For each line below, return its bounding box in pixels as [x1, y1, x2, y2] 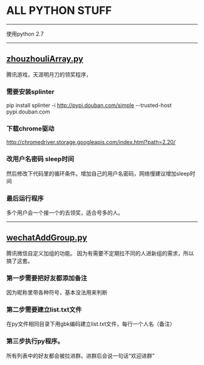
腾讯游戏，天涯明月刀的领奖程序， [6, 70, 92, 78]
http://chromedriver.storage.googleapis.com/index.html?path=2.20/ [6, 138, 176, 146]
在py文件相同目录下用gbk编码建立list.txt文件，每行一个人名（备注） [6, 320, 175, 328]
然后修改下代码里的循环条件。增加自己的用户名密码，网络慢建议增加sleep [6, 169, 190, 177]
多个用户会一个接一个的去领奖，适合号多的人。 [6, 209, 123, 216]
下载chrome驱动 [6, 124, 55, 132]
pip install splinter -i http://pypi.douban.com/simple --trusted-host [6, 101, 172, 109]
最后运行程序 [6, 194, 44, 202]
